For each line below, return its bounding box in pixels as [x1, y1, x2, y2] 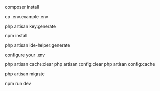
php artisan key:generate [5, 23, 56, 29]
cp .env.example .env [5, 14, 48, 19]
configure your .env [5, 52, 45, 58]
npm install [5, 33, 28, 38]
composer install [5, 4, 39, 10]
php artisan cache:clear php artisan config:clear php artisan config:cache [5, 61, 155, 67]
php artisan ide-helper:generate [5, 42, 70, 48]
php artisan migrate [5, 71, 45, 77]
